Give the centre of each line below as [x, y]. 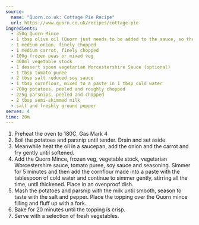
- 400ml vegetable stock [42, 61]
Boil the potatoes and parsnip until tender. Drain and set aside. [90, 140]
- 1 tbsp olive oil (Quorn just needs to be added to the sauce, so [97, 39]
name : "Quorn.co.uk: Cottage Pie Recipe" [63, 17]
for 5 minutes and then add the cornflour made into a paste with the [97, 172]
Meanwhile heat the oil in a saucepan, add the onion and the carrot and [101, 146]
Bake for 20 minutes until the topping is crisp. [70, 210]
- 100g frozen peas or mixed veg [52, 56]
